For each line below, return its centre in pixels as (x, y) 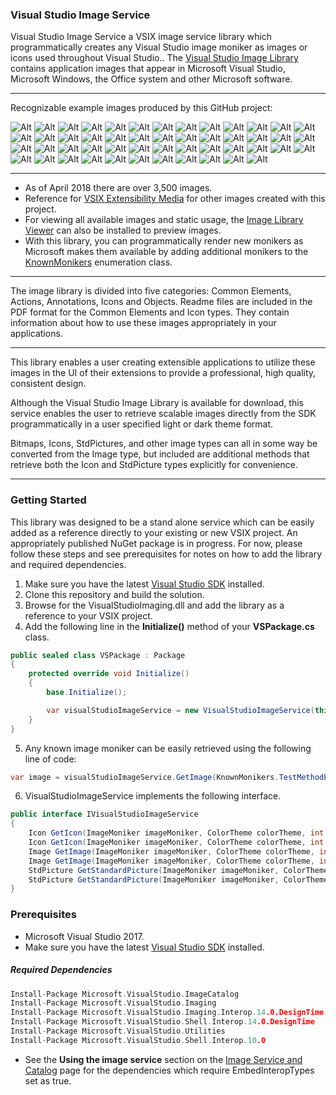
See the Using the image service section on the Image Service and (163, 1059)
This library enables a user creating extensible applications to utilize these (163, 362)
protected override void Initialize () (109, 674)
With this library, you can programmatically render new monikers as (164, 241)
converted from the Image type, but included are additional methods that (160, 454)
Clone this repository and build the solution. (114, 594)
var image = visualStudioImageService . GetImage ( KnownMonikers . (145, 777)
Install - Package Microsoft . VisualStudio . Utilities (118, 1031)
